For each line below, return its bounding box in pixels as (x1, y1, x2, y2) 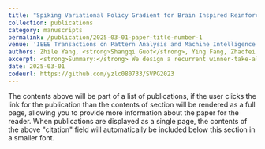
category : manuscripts (8, 26, 83, 34)
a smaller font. (8, 133, 55, 142)
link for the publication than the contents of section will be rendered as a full (8, 100, 256, 109)
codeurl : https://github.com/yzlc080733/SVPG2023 (8, 70, 175, 78)
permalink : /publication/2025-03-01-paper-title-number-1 (8, 33, 203, 42)
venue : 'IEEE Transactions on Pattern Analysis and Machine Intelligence (8, 41, 256, 49)
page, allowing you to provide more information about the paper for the (8, 107, 239, 118)
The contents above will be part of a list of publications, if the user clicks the (8, 91, 256, 100)
